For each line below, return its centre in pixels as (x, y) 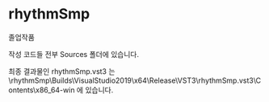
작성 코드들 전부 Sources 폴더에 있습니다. (74, 54)
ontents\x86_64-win (42, 90)
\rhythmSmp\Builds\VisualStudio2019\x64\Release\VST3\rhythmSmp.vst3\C (135, 80)
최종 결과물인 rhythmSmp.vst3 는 (62, 71)
